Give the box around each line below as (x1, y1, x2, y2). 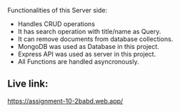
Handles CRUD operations (17, 20, 95, 28)
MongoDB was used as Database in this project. (17, 43, 159, 50)
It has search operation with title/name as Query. (17, 28, 161, 35)
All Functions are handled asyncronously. (17, 57, 139, 66)
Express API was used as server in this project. (17, 50, 156, 58)
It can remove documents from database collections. (17, 35, 174, 43)
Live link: (7, 78, 49, 90)
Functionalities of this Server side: (7, 6, 108, 14)
